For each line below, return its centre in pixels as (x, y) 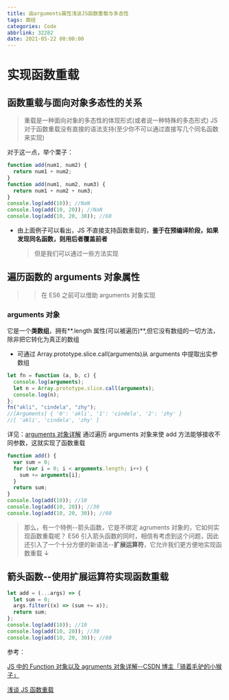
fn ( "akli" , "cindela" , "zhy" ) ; (52, 407)
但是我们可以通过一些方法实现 (76, 253)
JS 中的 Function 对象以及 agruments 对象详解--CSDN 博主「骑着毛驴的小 (111, 666)
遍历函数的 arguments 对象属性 (74, 277)
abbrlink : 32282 (30, 33)
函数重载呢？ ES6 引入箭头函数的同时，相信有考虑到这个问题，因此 (124, 536)
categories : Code (32, 26)
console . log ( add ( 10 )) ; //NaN (49, 203)
